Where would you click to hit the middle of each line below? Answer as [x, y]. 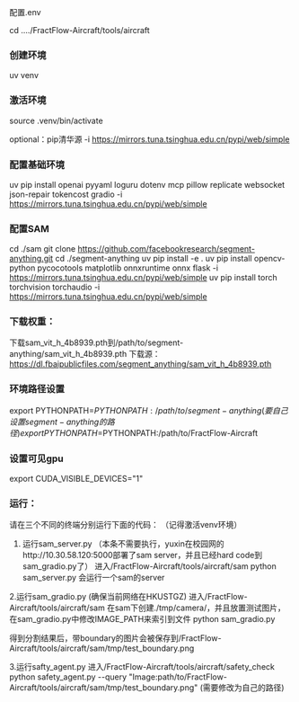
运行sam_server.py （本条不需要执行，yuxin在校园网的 [123, 544]
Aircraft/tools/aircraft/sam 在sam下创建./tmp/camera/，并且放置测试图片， [147, 608]
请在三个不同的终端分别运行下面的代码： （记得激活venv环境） [126, 525]
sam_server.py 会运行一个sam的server [93, 578]
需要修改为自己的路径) [243, 688]
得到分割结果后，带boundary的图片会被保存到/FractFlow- [115, 638]
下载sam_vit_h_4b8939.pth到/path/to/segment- [97, 342]
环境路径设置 [37, 389]
